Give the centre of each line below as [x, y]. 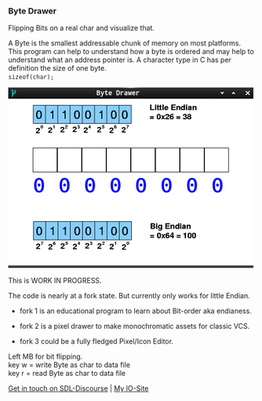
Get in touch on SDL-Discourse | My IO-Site [78, 388]
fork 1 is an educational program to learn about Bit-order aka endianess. [136, 311]
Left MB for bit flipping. [45, 357]
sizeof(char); [31, 77]
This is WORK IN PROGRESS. [55, 281]
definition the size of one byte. [58, 68]
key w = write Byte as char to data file [69, 365]
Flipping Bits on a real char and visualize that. [82, 28]
